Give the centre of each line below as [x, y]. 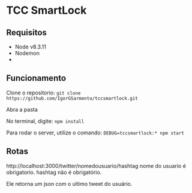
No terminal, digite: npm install [45, 121]
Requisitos [26, 33]
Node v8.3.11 [30, 47]
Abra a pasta [22, 109]
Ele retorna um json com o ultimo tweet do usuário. [69, 183]
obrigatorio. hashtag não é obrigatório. [54, 172]
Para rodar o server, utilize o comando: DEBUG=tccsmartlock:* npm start [95, 133]
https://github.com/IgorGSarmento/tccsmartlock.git [72, 98]
